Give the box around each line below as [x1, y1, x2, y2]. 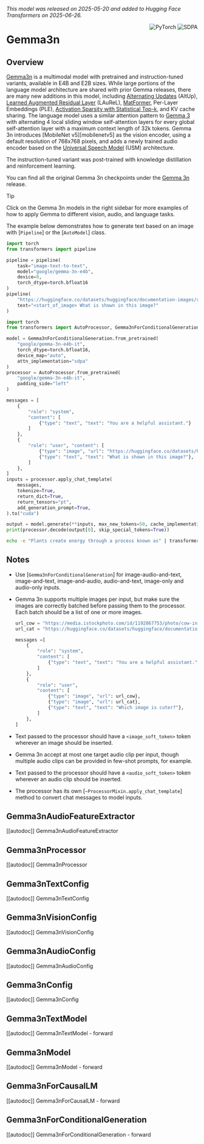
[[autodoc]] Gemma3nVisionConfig [6, 928, 94, 936]
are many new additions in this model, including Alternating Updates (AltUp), [6, 92, 198, 100]
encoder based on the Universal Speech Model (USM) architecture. [6, 144, 175, 151]
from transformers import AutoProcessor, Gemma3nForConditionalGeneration [6, 324, 200, 331]
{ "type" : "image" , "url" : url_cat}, [47, 699, 141, 705]
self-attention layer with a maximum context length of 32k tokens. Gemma [6, 125, 192, 132]
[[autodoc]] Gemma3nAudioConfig [6, 962, 93, 970]
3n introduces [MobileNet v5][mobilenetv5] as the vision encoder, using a [6, 131, 191, 139]
